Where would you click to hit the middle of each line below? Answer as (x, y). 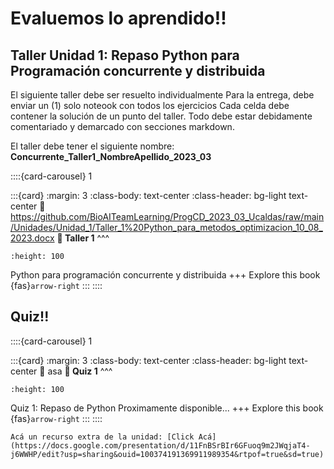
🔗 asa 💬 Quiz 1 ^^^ (76, 371)
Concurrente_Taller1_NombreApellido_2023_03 (111, 156)
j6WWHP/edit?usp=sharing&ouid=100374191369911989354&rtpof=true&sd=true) (167, 454)
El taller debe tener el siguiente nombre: (92, 146)
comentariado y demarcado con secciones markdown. (122, 126)
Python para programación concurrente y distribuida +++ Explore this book (165, 275)
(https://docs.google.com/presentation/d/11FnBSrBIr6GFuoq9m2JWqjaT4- (160, 445)
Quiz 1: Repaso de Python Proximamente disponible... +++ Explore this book (167, 408)
